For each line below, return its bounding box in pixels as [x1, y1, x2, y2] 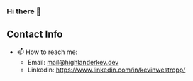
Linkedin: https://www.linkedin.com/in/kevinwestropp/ [27, 65, 186, 74]
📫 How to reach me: [16, 48, 78, 56]
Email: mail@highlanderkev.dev [27, 58, 119, 66]
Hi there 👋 [6, 6, 42, 16]
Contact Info [6, 28, 63, 40]
